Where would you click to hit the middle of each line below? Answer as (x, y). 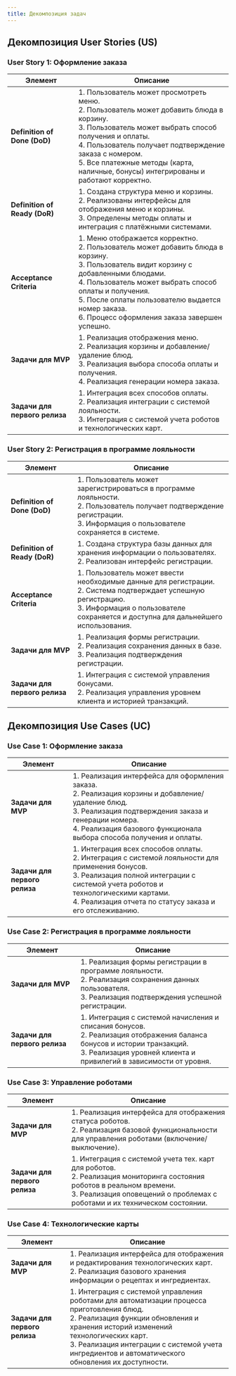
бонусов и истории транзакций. (135, 1043)
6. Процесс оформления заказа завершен (150, 317)
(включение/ (186, 1138)
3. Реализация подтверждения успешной (151, 997)
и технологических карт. (120, 428)
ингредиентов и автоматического (127, 1353)
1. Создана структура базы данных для (144, 544)
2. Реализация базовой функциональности (144, 1130)
